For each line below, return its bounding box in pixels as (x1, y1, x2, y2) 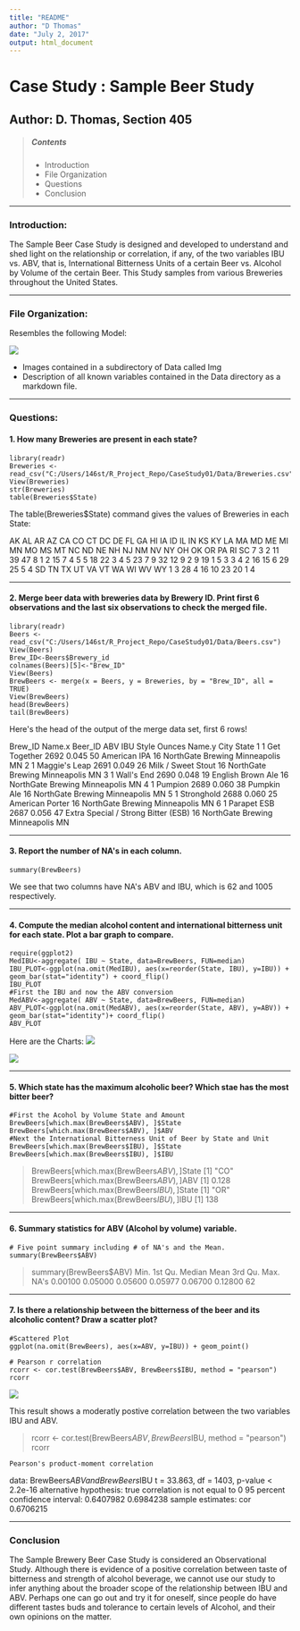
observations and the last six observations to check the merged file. (9, 602, 268, 613)
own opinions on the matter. (9, 1611, 112, 1622)
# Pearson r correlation (9, 1358, 102, 1366)
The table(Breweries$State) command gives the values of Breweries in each (9, 509, 289, 519)
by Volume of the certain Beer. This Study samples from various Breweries (9, 267, 283, 278)
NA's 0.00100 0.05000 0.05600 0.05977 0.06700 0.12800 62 (30, 1275, 256, 1287)
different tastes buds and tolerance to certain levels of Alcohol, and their (9, 1602, 276, 1613)
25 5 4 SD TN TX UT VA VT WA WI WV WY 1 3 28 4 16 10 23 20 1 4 (9, 564, 256, 575)
